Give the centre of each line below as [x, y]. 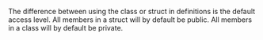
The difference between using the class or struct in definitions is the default [132, 11]
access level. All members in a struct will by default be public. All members [130, 20]
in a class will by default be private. [66, 28]
